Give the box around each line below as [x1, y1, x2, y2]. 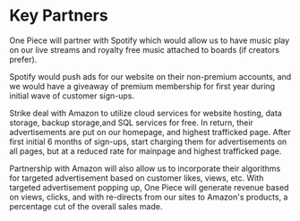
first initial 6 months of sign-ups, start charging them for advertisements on [9, 136, 287, 147]
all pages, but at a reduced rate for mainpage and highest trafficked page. [9, 145, 282, 157]
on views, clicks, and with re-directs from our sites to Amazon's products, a [9, 191, 288, 202]
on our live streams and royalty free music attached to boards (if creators [9, 44, 280, 55]
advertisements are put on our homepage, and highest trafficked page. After [9, 126, 291, 137]
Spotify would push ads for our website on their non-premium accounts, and [9, 71, 292, 81]
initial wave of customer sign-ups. [9, 90, 135, 101]
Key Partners [9, 5, 109, 26]
